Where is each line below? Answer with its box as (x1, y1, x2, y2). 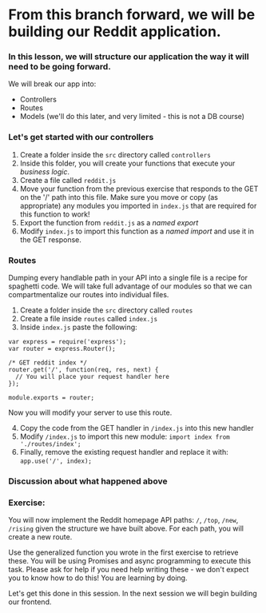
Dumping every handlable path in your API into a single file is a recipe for (8, 273, 248, 283)
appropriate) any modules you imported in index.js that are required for (19, 201, 257, 210)
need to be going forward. (8, 62, 112, 73)
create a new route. (8, 532, 73, 542)
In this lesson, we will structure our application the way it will (8, 51, 249, 62)
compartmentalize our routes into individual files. (8, 290, 169, 300)
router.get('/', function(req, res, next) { (8, 366, 159, 374)
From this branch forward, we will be (8, 6, 256, 24)
